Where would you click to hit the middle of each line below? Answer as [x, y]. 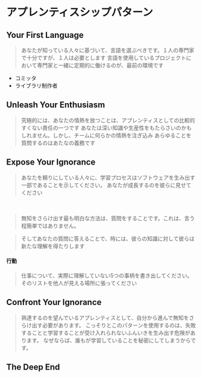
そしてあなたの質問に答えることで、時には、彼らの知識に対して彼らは [108, 238]
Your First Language [45, 35]
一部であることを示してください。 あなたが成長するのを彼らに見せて [106, 185]
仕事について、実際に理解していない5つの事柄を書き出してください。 [107, 276]
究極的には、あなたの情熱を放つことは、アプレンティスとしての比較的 [108, 120]
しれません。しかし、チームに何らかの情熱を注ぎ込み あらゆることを [106, 135]
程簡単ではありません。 [50, 225]
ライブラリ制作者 [36, 86]
